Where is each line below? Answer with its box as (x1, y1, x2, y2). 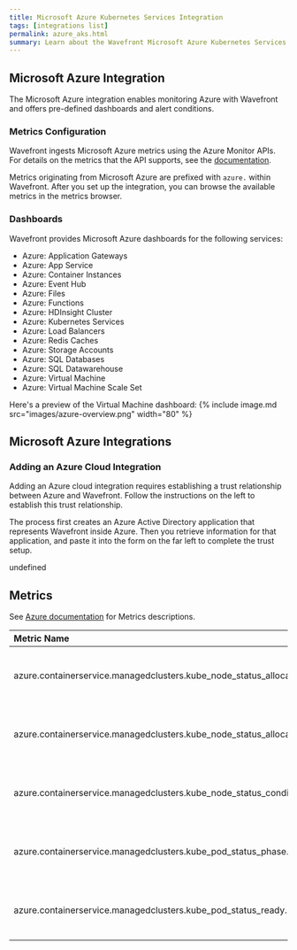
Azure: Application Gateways (21, 250, 128, 261)
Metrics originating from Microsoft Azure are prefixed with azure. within (9, 172, 271, 182)
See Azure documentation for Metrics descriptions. (9, 612, 196, 622)
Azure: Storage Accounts (21, 344, 114, 355)
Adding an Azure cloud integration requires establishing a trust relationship (9, 481, 282, 491)
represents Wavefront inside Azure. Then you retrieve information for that (9, 526, 277, 537)
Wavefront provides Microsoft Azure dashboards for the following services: (9, 233, 284, 243)
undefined (9, 562, 47, 573)
